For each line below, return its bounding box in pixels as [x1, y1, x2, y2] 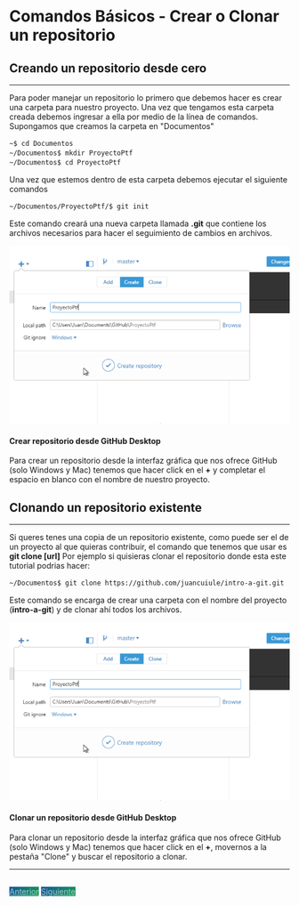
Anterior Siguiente [9, 886, 76, 896]
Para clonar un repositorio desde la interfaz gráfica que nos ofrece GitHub [9, 832, 282, 843]
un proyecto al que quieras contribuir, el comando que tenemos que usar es [9, 541, 287, 553]
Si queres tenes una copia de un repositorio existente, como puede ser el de [9, 532, 289, 543]
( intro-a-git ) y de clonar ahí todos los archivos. [9, 604, 182, 615]
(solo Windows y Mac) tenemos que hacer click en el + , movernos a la [9, 841, 267, 852]
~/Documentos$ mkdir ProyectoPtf [9, 149, 133, 158]
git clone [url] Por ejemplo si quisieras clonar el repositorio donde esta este [9, 551, 287, 562]
